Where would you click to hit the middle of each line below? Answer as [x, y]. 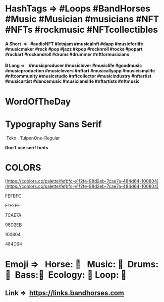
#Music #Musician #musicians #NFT [82, 19]
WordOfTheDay [38, 101]
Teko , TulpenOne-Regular [33, 138]
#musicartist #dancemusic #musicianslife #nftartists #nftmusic [72, 81]
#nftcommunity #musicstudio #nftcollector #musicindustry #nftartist [78, 76]
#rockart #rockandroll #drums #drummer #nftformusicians [67, 54]
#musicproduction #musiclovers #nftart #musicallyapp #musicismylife [80, 71]
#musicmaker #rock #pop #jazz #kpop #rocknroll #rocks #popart [74, 49]
